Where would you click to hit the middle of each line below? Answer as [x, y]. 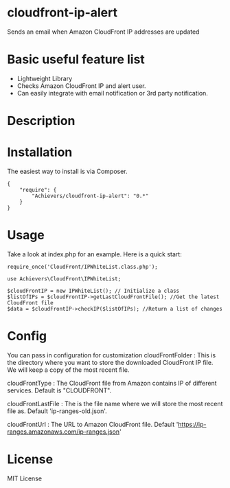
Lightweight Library [45, 78]
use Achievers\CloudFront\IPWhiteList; [64, 279]
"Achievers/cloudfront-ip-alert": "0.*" [90, 196]
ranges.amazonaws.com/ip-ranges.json [64, 432]
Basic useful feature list [76, 59]
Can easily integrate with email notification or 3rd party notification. [112, 93]
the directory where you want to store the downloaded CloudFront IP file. [110, 362]
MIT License [25, 478]
